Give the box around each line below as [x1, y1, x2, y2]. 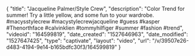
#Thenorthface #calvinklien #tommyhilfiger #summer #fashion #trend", [6, 24, 184, 31]
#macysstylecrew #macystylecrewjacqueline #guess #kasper [6, 18, 160, 25]
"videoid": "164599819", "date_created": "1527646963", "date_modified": [6, 31, 188, 38]
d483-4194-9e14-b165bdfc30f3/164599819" [6, 43, 118, 51]
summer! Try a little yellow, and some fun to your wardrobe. [6, 11, 155, 19]
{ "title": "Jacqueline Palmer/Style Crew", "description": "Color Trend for [6, 5, 185, 12]
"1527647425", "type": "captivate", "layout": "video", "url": [6, 37, 151, 44]
